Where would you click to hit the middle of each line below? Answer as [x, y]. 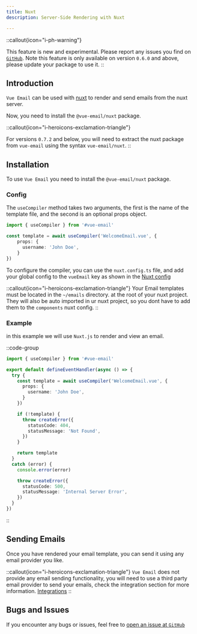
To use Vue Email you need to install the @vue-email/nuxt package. [89, 179]
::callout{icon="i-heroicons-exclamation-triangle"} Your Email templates [95, 288]
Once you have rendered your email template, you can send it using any [95, 554]
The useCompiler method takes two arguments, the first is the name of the [98, 208]
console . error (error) [44, 470]
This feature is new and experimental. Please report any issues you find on [98, 51]
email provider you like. [35, 560]
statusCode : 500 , [44, 486]
